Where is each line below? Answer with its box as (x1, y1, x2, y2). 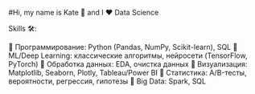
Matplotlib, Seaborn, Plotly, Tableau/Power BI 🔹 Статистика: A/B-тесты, (8, 68, 247, 77)
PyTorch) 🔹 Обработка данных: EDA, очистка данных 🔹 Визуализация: (8, 59, 248, 68)
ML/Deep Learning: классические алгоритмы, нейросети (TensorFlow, (8, 51, 248, 60)
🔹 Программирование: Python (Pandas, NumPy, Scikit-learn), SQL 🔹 (8, 43, 238, 51)
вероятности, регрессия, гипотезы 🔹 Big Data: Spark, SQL (8, 76, 207, 86)
